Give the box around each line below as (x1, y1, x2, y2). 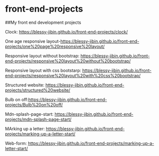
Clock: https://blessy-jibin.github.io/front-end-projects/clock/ (5, 29, 128, 35)
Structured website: (5, 82, 45, 88)
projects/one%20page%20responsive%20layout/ (5, 43, 105, 49)
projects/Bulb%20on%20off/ (5, 102, 63, 107)
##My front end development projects (5, 19, 81, 25)
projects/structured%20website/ (5, 87, 71, 93)
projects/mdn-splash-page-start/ (5, 116, 72, 122)
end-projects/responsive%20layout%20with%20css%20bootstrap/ (5, 72, 141, 78)
